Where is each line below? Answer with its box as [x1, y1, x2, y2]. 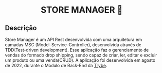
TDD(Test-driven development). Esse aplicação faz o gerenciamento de [5, 47, 149, 53]
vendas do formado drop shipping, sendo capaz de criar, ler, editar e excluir [5, 52, 157, 58]
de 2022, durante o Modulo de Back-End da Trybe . [5, 63, 108, 68]
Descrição [5, 24, 37, 32]
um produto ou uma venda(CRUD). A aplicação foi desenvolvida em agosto [5, 57, 156, 63]
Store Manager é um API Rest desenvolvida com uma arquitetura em [5, 36, 142, 42]
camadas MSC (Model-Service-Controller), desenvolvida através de [5, 42, 142, 48]
